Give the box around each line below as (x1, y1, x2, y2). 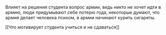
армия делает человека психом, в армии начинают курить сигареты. (5, 15, 156, 20)
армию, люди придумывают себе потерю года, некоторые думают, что (5, 9, 160, 15)
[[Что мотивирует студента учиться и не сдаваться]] (5, 24, 120, 30)
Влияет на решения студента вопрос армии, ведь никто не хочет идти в (5, 4, 161, 10)
